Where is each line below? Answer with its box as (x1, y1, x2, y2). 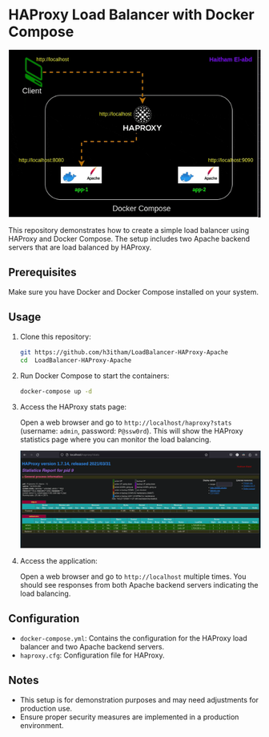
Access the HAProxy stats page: (19, 402, 126, 412)
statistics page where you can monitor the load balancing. (19, 435, 212, 445)
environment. (19, 720, 64, 730)
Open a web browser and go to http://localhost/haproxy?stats (19, 417, 232, 427)
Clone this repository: (19, 332, 91, 341)
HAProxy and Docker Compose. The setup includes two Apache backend (8, 234, 251, 243)
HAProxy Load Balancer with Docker (8, 6, 255, 24)
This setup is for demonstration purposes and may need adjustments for (19, 694, 259, 704)
